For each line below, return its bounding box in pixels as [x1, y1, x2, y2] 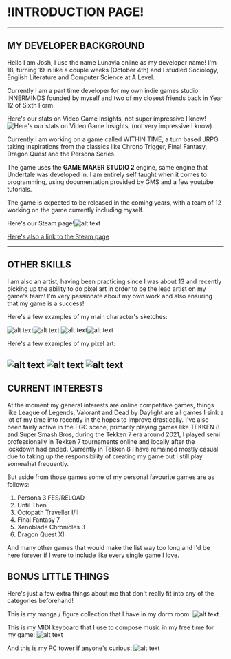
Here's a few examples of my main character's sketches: [7, 312, 168, 321]
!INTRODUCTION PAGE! [7, 4, 144, 20]
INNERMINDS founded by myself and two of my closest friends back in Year [7, 94, 223, 102]
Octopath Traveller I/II [16, 508, 79, 516]
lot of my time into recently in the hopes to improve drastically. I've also [7, 415, 209, 424]
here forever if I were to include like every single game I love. [7, 551, 180, 559]
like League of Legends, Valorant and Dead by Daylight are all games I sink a [7, 408, 224, 416]
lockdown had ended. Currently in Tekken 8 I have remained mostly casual [7, 445, 219, 453]
